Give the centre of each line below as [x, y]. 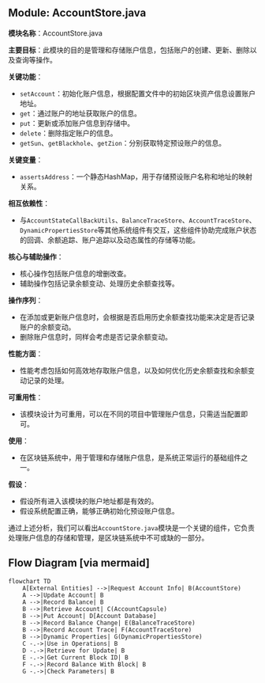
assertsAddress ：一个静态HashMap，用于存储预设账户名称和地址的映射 [136, 176]
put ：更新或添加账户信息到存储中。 [77, 123]
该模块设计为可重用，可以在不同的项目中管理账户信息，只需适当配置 [130, 414]
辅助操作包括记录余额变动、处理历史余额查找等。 [99, 283]
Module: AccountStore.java [77, 13]
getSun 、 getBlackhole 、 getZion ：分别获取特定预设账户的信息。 [123, 142]
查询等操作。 [35, 59]
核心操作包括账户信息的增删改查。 [75, 273]
